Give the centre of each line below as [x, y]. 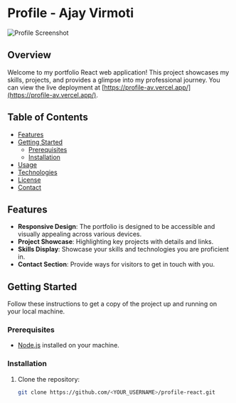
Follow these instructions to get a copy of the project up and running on [112, 304]
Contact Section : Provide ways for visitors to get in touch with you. [116, 264]
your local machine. [36, 311]
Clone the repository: [49, 379]
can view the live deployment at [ [56, 87]
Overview [29, 55]
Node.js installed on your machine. [68, 345]
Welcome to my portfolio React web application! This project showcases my [118, 72]
